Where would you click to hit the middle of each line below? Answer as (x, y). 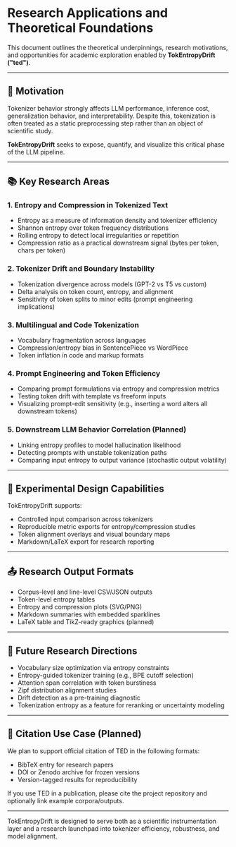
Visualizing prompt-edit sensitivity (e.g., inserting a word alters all (112, 404)
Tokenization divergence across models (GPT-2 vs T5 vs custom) (112, 284)
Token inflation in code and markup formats (80, 355)
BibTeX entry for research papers (65, 764)
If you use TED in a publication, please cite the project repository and (107, 793)
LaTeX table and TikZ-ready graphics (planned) (86, 622)
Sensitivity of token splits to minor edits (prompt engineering (105, 299)
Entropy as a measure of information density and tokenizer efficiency (117, 221)
